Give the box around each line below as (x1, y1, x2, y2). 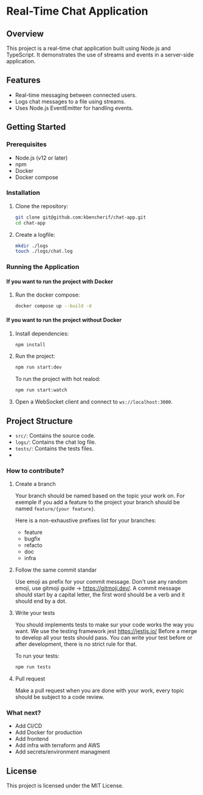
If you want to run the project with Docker (6, 278, 114, 285)
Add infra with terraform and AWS (15, 741, 100, 749)
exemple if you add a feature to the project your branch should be (15, 499, 181, 506)
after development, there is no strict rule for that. (15, 640, 137, 648)
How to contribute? (6, 466, 64, 475)
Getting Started (6, 122, 66, 132)
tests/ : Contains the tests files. (15, 444, 94, 452)
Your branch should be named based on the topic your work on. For (15, 492, 185, 500)
